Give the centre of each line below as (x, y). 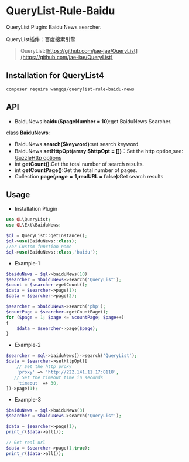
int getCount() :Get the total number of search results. (79, 164)
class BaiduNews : (28, 133)
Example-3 (28, 400)
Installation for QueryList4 (55, 75)
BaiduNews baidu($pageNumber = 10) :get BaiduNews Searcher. (93, 121)
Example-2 (28, 345)
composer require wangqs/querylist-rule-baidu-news (70, 89)
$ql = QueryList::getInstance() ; (47, 236)
